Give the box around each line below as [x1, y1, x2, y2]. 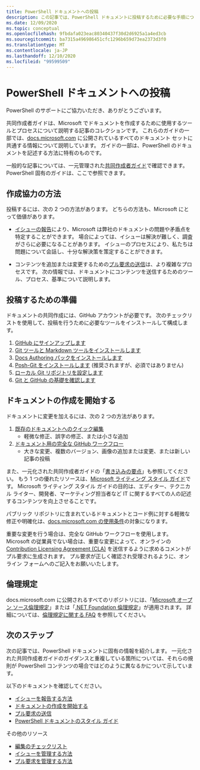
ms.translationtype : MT [6, 42, 65, 48]
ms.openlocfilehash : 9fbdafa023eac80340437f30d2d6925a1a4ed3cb [6, 31, 167, 37]
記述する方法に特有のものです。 [26, 150, 105, 157]
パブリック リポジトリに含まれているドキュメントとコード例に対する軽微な [6, 510, 190, 517]
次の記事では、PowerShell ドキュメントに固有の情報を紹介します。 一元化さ [6, 647, 193, 654]
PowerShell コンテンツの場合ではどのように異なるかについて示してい [17, 662, 187, 669]
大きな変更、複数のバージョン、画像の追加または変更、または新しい [23, 448, 190, 455]
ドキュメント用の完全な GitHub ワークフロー [14, 440, 124, 447]
